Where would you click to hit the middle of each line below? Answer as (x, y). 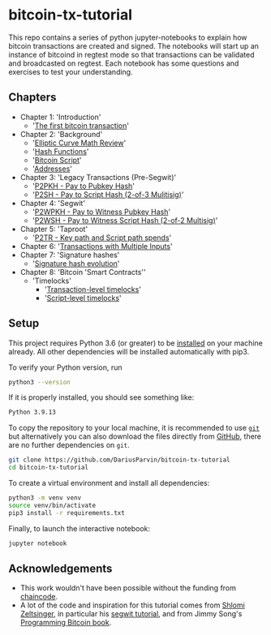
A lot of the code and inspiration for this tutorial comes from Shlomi (132, 605)
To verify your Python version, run (66, 367)
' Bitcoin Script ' (57, 160)
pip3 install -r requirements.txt (67, 513)
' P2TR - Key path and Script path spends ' (102, 238)
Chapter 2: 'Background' (61, 134)
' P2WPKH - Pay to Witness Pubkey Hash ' (101, 212)
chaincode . (39, 597)
